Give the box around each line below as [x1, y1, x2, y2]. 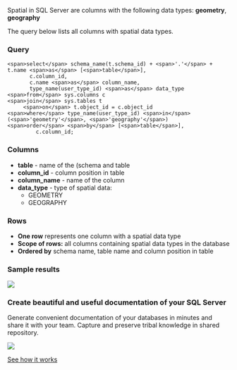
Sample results [7, 264, 60, 274]
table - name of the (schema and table [17, 161, 130, 169]
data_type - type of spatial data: [17, 183, 113, 192]
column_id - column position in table [17, 168, 125, 177]
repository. [7, 328, 39, 337]
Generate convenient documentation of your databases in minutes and [7, 314, 213, 322]
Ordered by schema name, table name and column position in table [17, 247, 214, 255]
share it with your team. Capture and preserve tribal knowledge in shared [7, 321, 220, 330]
